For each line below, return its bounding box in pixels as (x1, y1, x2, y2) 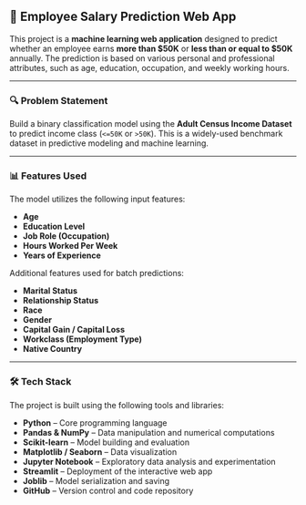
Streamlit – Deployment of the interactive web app (22, 466, 213, 477)
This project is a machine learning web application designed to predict (9, 33, 278, 44)
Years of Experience (22, 250, 102, 261)
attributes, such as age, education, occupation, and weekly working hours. (9, 62, 290, 73)
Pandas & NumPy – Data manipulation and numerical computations (22, 427, 275, 438)
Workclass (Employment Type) (22, 334, 143, 345)
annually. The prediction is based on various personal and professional (9, 52, 275, 64)
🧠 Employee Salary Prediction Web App (9, 9, 237, 25)
